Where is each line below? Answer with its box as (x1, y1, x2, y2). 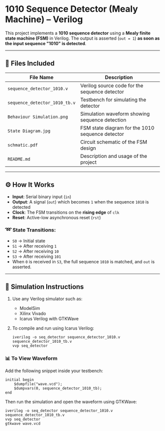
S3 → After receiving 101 (12, 254, 61, 259)
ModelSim (19, 305, 40, 311)
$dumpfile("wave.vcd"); (14, 381, 63, 386)
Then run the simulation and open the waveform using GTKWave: (5, 399, 137, 405)
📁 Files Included (5, 59, 55, 68)
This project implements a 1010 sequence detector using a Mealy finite (5, 30, 151, 36)
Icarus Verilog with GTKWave (19, 315, 79, 322)
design (80, 145, 96, 152)
